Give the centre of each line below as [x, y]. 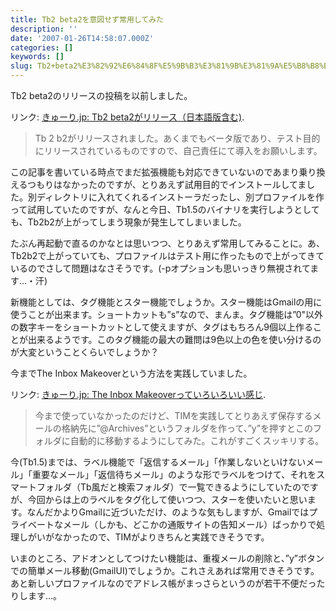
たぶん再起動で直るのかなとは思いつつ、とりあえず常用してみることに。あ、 [168, 243]
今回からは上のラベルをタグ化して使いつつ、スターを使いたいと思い [167, 499]
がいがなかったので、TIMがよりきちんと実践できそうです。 [148, 537]
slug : [21, 66]
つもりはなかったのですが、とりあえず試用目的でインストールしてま [167, 184]
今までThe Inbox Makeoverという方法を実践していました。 [131, 373]
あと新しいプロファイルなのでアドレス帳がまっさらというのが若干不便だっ [163, 583]
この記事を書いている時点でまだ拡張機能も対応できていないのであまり [155, 172]
